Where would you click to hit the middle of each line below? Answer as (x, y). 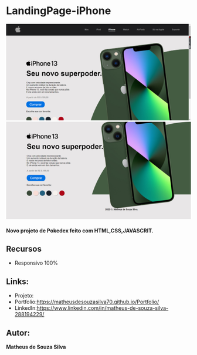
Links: (18, 281)
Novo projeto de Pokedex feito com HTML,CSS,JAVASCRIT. (80, 231)
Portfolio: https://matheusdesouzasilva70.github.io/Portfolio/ (87, 302)
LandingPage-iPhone (59, 11)
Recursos (24, 249)
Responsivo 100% (36, 263)
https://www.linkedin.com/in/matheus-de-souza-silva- (103, 308)
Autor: (18, 333)
